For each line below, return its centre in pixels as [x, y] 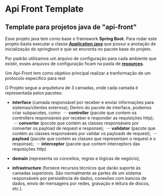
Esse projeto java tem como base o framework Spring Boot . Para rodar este [81, 39]
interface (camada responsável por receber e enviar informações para [83, 102]
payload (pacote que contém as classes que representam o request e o [84, 138]
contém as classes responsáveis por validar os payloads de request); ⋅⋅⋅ [85, 133]
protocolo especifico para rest [35, 78]
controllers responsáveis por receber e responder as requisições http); [83, 118]
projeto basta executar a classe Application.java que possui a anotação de [81, 44]
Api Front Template [44, 9]
